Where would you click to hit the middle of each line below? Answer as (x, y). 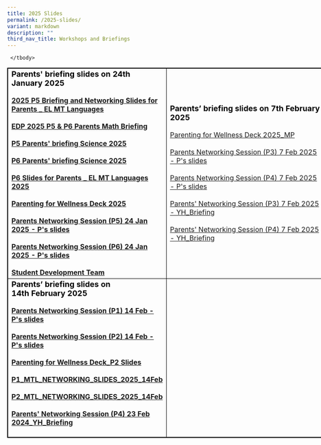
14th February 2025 (49, 293)
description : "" (30, 33)
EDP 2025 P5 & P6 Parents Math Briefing (80, 127)
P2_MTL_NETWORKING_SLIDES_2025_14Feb (87, 397)
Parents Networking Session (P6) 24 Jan (80, 247)
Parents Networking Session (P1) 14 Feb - (83, 311)
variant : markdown (33, 26)
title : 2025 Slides (35, 13)
